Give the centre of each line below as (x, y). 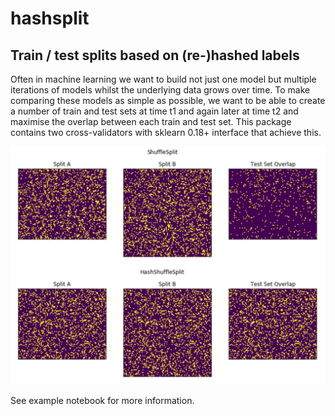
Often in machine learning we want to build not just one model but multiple (163, 79)
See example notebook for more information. (102, 400)
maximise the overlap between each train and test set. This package (151, 121)
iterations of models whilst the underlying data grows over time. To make (160, 90)
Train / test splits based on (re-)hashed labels (155, 55)
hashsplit (50, 18)
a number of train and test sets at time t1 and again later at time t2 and (154, 111)
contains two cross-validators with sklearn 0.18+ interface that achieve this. (166, 132)
